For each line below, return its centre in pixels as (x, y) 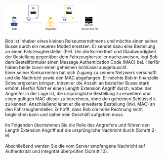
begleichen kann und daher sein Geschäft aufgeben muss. (65, 114)
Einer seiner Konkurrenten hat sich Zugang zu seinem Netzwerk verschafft (81, 72)
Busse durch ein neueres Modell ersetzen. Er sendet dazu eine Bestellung (80, 46)
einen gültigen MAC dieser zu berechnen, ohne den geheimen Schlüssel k (81, 99)
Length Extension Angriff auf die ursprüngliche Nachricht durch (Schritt (78, 130)
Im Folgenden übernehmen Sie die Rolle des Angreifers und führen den (77, 125)
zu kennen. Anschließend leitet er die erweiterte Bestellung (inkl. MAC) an (80, 104)
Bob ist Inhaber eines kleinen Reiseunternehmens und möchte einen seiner (81, 41)
